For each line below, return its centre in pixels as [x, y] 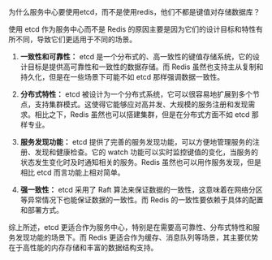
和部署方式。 [41, 210]
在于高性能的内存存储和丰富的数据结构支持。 [83, 247]
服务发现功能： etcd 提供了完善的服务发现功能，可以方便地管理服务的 [136, 142]
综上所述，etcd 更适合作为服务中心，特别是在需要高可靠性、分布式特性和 [131, 227]
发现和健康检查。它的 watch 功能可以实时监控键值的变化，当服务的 [146, 152]
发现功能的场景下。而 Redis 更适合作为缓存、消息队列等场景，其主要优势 [137, 237]
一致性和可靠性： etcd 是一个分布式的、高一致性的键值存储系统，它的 [136, 56]
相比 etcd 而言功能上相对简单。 [72, 172]
